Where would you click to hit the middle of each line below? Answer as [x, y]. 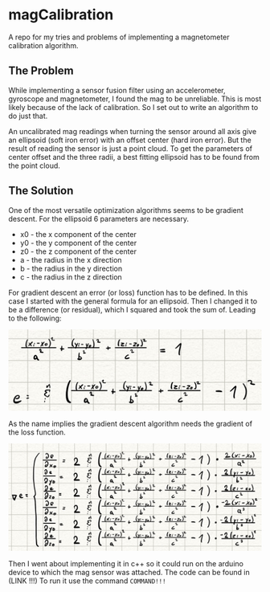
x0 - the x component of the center [78, 234]
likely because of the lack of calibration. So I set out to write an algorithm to [133, 107]
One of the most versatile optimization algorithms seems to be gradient [126, 210]
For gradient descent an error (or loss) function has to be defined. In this [128, 292]
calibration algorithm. [43, 45]
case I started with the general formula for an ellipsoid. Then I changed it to [133, 301]
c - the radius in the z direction [71, 277]
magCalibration [61, 15]
